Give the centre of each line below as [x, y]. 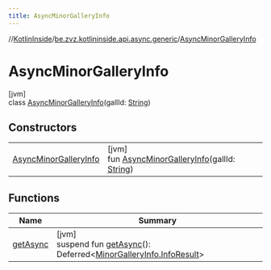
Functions [34, 198]
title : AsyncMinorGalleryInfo [59, 16]
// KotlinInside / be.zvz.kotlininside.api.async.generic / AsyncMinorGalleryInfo [132, 39]
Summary [158, 221]
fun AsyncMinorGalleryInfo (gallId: [171, 160]
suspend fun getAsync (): [103, 244]
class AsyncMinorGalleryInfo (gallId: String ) [79, 102]
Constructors [43, 127]
